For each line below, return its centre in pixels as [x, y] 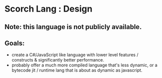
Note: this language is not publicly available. [73, 27]
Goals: [15, 43]
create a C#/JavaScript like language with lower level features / [75, 55]
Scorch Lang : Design [49, 9]
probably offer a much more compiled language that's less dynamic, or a [84, 65]
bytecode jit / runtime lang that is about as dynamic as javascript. [77, 70]
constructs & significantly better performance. [58, 60]
